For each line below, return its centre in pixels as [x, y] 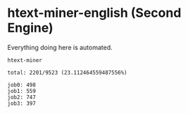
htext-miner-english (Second [94, 13]
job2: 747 [22, 97]
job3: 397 [22, 103]
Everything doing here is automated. [60, 47]
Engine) [31, 28]
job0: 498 [22, 85]
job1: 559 [22, 91]
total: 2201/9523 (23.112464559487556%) [68, 72]
